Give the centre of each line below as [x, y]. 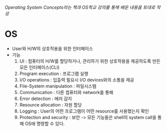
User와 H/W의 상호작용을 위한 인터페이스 [53, 48]
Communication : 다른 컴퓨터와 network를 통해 [66, 92]
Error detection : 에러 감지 [46, 98]
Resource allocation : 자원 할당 [51, 104]
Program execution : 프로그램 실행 [54, 73]
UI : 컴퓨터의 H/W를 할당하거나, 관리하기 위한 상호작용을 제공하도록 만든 [90, 61]
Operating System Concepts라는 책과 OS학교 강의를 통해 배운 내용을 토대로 [80, 7]
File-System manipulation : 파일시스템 [58, 86]
